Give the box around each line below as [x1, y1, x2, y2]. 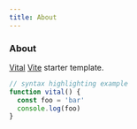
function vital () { [9, 87, 81, 96]
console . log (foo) [17, 103, 81, 113]
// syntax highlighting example [9, 79, 128, 88]
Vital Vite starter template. [9, 62, 104, 72]
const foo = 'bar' [17, 95, 86, 104]
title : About [9, 12, 57, 22]
